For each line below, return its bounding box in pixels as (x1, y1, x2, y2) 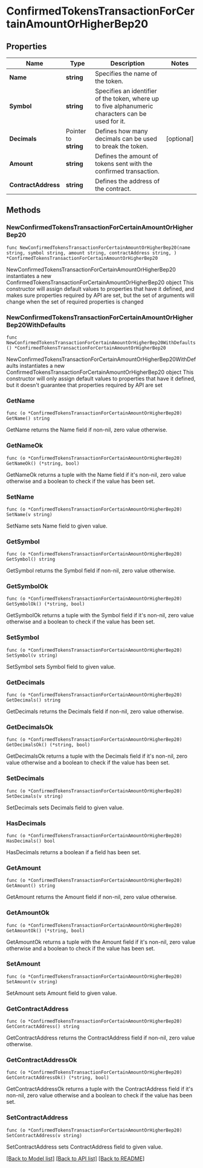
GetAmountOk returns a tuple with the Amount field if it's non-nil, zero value (6, 938, 196, 946)
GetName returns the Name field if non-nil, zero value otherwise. (6, 426, 168, 434)
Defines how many (94, 127, 148, 135)
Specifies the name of (94, 70, 158, 78)
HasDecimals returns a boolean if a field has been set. (6, 848, 141, 855)
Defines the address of (94, 177, 160, 185)
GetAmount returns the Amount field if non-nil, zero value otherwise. (6, 894, 177, 901)
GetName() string (6, 416, 50, 422)
